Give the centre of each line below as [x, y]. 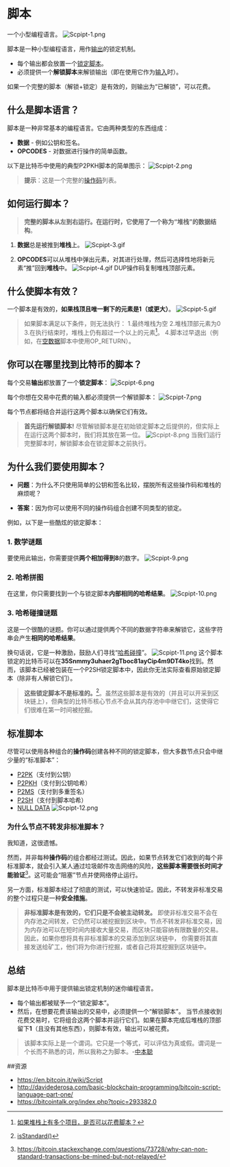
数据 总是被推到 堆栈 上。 [50, 244]
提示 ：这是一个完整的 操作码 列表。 [72, 180]
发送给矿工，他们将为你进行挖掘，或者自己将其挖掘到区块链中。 [120, 947]
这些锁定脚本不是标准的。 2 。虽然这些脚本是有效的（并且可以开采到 [118, 692]
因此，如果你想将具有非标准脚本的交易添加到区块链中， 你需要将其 [118, 938]
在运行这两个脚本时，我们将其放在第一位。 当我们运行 [122, 435]
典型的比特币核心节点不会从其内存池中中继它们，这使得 [135, 702]
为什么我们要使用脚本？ [56, 467]
